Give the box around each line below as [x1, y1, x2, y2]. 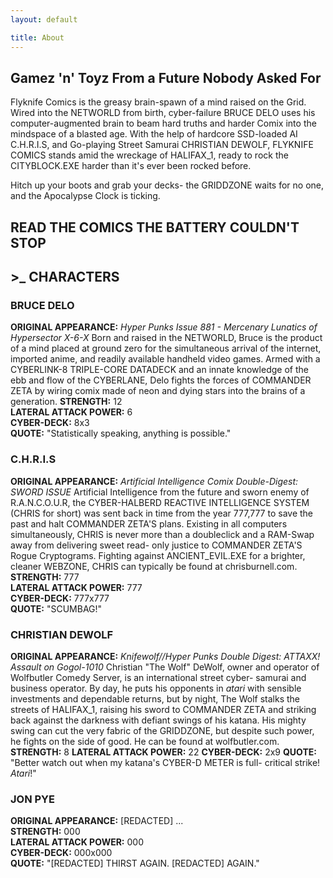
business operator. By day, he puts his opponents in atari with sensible [10, 682, 302, 694]
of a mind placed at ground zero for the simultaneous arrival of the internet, [10, 342, 322, 355]
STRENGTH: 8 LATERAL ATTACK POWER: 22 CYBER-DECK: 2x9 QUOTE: [10, 746, 317, 758]
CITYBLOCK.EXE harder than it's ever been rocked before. [10, 160, 252, 172]
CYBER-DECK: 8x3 [10, 417, 90, 429]
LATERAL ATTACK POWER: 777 [10, 581, 143, 593]
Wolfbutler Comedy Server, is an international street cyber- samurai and [10, 671, 307, 683]
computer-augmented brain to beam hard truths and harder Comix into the [10, 117, 317, 130]
